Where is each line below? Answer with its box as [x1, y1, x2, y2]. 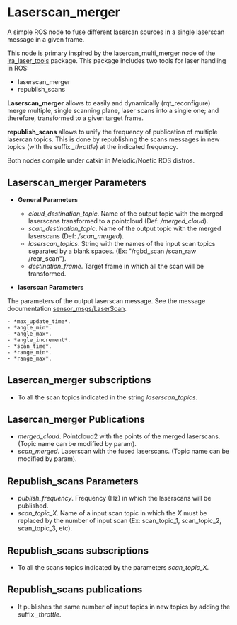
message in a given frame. [7, 35, 85, 43]
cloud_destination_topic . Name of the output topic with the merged [28, 209, 224, 218]
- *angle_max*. [7, 330, 52, 337]
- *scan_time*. [7, 342, 52, 350]
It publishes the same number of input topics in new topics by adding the [17, 602, 231, 611]
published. [17, 501, 49, 510]
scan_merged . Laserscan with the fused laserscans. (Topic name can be [17, 447, 230, 456]
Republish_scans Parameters [7, 475, 139, 487]
